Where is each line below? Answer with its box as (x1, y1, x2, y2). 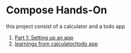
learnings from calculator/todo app (14, 40, 98, 47)
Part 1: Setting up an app (14, 34, 74, 41)
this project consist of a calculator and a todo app (6, 23, 125, 30)
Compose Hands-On (6, 3, 108, 17)
